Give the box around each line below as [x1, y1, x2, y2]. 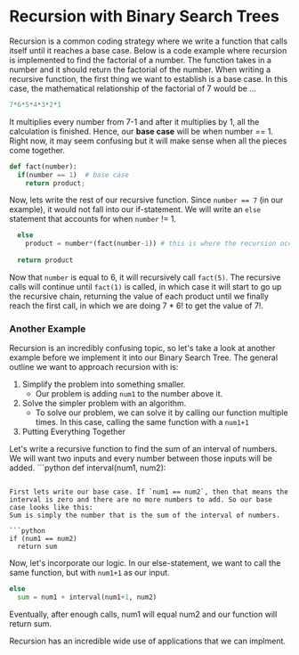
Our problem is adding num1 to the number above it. [35, 389, 223, 399]
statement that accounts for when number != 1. [9, 214, 176, 225]
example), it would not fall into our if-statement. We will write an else [9, 204, 262, 215]
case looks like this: [9, 504, 93, 512]
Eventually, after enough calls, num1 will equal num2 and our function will [9, 609, 278, 619]
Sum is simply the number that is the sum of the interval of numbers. [9, 511, 280, 520]
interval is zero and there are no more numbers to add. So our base [9, 495, 273, 504]
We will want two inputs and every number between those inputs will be [9, 453, 273, 464]
